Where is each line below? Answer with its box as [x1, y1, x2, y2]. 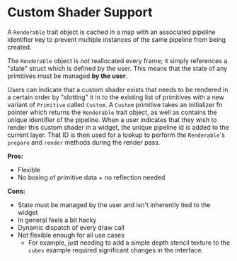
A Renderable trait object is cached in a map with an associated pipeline [7, 28, 216, 36]
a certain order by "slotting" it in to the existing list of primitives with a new [7, 93, 225, 101]
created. [7, 43, 32, 51]
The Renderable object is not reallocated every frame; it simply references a [7, 56, 228, 65]
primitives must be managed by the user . [7, 72, 128, 80]
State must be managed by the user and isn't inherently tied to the [17, 200, 211, 209]
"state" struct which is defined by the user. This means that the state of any [7, 64, 228, 72]
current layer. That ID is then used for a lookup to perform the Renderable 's [7, 130, 225, 139]
